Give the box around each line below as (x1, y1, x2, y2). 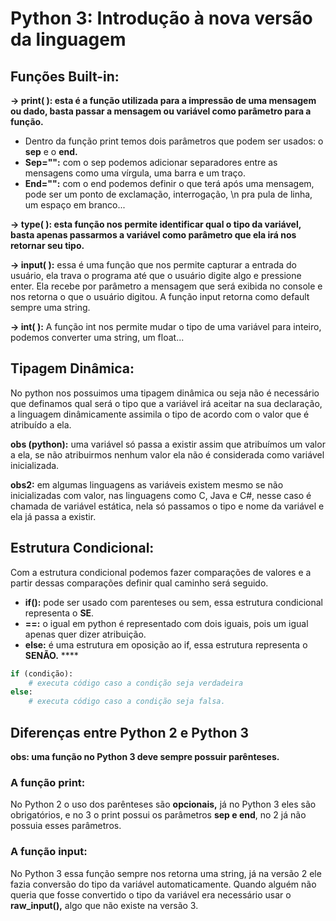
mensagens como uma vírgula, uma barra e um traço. (24, 167, 246, 179)
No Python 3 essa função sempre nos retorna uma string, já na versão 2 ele (10, 867, 322, 879)
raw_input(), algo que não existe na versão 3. (10, 899, 199, 911)
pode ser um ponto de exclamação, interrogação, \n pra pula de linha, (24, 188, 313, 200)
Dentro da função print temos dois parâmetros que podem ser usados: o (24, 135, 324, 147)
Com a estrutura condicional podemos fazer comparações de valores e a (10, 566, 312, 578)
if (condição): (10, 668, 74, 679)
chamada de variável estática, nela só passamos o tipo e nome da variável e (10, 500, 325, 512)
